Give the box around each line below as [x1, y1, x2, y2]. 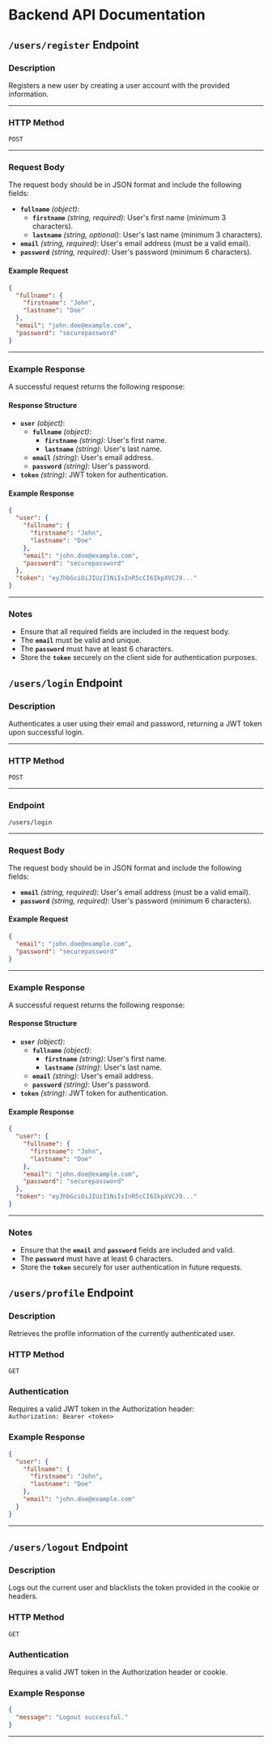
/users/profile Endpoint [8, 1286, 134, 1300]
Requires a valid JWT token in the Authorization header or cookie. [8, 1666, 228, 1677]
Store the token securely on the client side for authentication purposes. [19, 653, 257, 662]
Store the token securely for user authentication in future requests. [19, 1262, 243, 1272]
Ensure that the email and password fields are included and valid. [19, 1245, 235, 1255]
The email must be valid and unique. [19, 636, 142, 645]
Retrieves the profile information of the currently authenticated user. [8, 1328, 236, 1338]
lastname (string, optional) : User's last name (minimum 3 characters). [32, 230, 263, 240]
